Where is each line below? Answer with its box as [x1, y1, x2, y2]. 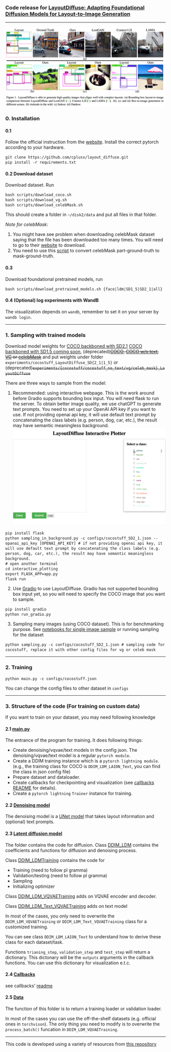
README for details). [12, 785, 57, 791]
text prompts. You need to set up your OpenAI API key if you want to [12, 406, 156, 412]
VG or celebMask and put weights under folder [5, 354, 103, 360]
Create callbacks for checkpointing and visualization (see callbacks [12, 779, 154, 786]
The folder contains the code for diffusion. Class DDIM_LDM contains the [5, 841, 159, 848]
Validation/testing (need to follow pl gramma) [12, 872, 107, 878]
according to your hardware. [5, 144, 65, 150]
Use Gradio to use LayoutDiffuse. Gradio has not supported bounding [12, 586, 159, 592]
